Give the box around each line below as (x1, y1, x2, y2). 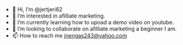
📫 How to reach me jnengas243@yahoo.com (12, 32, 127, 39)
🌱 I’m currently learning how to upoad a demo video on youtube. (12, 19, 174, 26)
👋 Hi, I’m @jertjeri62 (12, 6, 63, 13)
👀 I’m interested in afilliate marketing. (12, 12, 106, 19)
